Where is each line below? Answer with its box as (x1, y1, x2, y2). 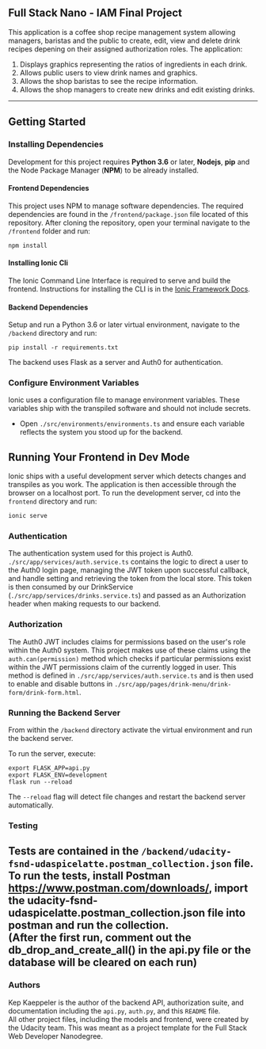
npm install (8, 241, 47, 249)
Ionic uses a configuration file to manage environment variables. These (8, 395, 240, 405)
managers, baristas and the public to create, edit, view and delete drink (8, 36, 241, 45)
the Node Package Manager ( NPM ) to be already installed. (8, 165, 199, 175)
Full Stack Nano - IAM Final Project (8, 6, 183, 20)
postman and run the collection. (8, 918, 169, 933)
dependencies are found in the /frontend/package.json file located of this (8, 209, 249, 219)
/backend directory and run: (8, 329, 97, 338)
